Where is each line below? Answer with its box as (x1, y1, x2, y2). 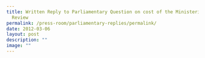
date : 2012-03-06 (6, 25, 51, 32)
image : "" (6, 43, 32, 49)
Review (12, 14, 29, 21)
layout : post (6, 31, 40, 37)
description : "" (6, 37, 48, 43)
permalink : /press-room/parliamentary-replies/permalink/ (6, 20, 157, 26)
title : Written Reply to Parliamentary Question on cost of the (6, 8, 173, 15)
